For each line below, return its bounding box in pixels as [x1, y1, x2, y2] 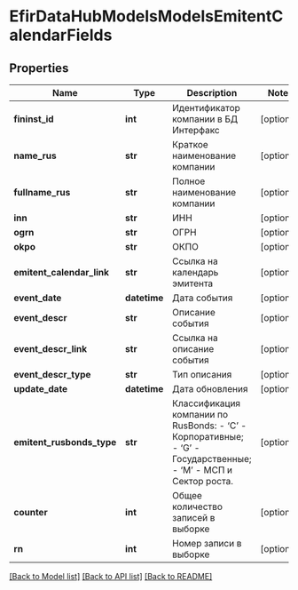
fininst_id [13, 113, 55, 125]
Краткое [172, 139, 208, 150]
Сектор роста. [172, 475, 233, 487]
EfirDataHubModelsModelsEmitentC [9, 6, 284, 27]
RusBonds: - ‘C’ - [172, 419, 247, 432]
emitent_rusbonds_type [13, 436, 117, 448]
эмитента [172, 277, 214, 290]
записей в [172, 512, 216, 523]
